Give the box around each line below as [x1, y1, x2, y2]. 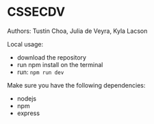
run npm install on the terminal [16, 60, 103, 69]
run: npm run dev [16, 68, 64, 76]
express [16, 109, 40, 117]
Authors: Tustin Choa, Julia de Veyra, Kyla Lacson [7, 27, 148, 35]
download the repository [16, 53, 87, 62]
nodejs [16, 94, 36, 103]
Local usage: [7, 40, 43, 48]
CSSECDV [7, 4, 66, 20]
